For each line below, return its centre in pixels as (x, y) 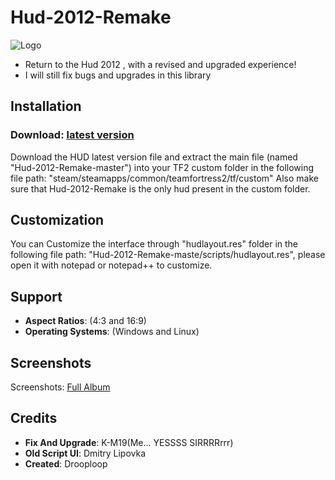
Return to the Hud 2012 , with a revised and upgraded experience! (160, 64)
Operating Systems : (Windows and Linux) (112, 332)
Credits (34, 418)
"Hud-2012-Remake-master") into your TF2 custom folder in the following (162, 167)
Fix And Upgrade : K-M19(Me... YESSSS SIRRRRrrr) (129, 442)
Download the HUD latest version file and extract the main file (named (154, 157)
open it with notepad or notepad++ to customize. (111, 265)
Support (36, 296)
